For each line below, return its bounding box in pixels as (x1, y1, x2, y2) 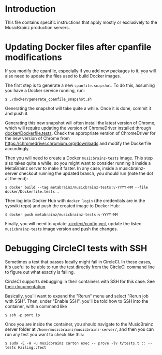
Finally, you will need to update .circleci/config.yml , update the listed (5, 220, 142, 226)
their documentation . (5, 283, 47, 289)
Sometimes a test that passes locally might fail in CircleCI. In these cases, (5, 259, 152, 264)
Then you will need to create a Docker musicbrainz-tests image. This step (5, 155, 153, 161)
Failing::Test (17, 345, 47, 350)
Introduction (5, 3, 56, 15)
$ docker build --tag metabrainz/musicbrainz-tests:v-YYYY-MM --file (5, 185, 148, 190)
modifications (5, 52, 62, 63)
